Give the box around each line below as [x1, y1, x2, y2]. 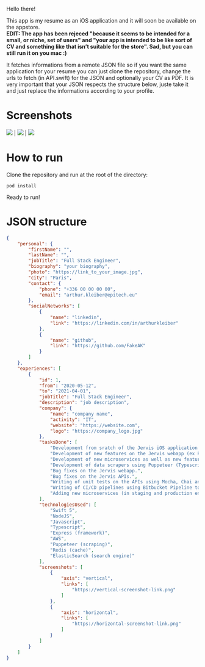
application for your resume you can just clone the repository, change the [6, 68, 191, 75]
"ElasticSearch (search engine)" [49, 552, 135, 559]
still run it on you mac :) [6, 49, 67, 57]
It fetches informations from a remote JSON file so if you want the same [6, 61, 187, 68]
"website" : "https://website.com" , [49, 422, 140, 428]
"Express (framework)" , [49, 530, 111, 536]
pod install [6, 182, 37, 189]
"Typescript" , [49, 524, 86, 530]
